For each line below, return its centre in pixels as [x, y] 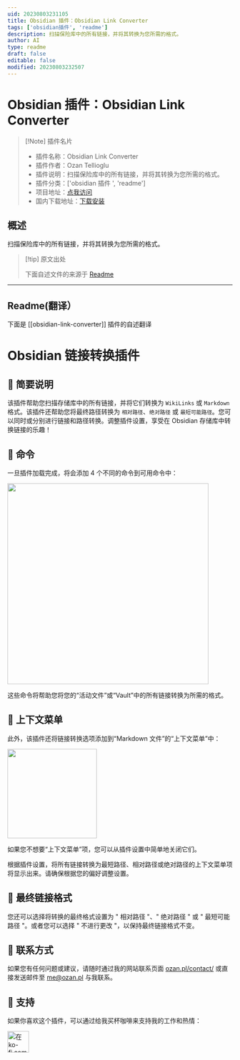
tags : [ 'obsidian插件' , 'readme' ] [58, 27]
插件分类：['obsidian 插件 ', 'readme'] [91, 183]
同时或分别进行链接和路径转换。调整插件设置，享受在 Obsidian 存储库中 [119, 421]
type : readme [27, 47]
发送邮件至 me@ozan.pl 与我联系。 [65, 977]
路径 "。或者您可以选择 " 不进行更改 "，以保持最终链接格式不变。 [103, 925]
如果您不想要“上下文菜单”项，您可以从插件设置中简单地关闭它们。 [104, 849]
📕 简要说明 [30, 384]
